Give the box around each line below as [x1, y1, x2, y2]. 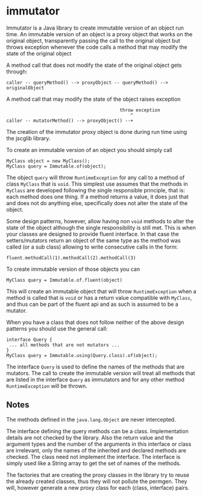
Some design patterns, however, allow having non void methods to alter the [6, 217, 194, 224]
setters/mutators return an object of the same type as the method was [6, 236, 181, 244]
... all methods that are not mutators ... [8, 342, 120, 348]
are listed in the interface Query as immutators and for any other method [6, 376, 185, 383]
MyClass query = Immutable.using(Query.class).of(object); [6, 352, 158, 358]
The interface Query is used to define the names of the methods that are [6, 363, 185, 370]
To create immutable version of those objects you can [6, 265, 140, 273]
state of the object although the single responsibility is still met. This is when [6, 224, 196, 231]
